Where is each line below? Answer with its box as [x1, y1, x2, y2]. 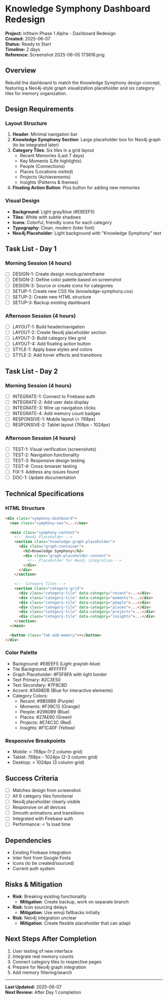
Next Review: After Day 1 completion [5, 989, 81, 995]
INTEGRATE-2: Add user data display [12, 399, 89, 405]
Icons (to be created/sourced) [12, 860, 74, 866]
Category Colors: [12, 692, 48, 698]
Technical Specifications [5, 489, 84, 498]
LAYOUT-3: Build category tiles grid [12, 335, 86, 341]
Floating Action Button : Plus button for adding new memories [12, 184, 140, 191]
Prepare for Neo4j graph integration [12, 964, 86, 970]
